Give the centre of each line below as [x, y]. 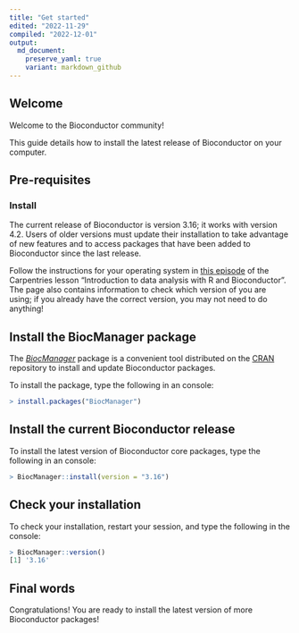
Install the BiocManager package [103, 337]
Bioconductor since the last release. [75, 253]
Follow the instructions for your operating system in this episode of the [139, 271]
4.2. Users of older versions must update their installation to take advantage [149, 234]
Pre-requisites [50, 180]
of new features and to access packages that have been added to [130, 244]
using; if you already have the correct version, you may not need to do [138, 300]
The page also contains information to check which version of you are [138, 290]
